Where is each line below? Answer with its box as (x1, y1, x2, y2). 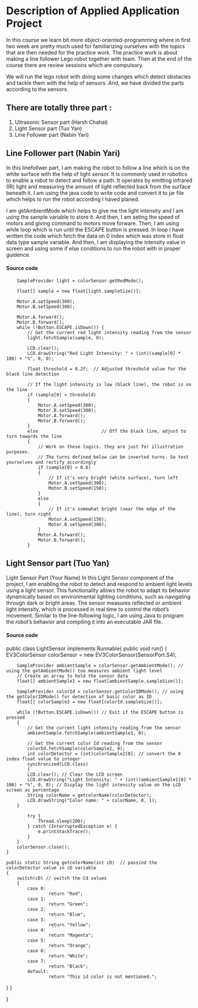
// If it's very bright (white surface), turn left (48, 475, 178, 481)
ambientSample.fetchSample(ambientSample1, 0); (27, 730, 147, 736)
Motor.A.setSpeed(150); (48, 516, 108, 522)
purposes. (6, 449, 31, 455)
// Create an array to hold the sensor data (17, 673, 128, 679)
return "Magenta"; (48, 932, 94, 938)
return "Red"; (48, 891, 83, 897)
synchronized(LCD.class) (27, 761, 89, 767)
